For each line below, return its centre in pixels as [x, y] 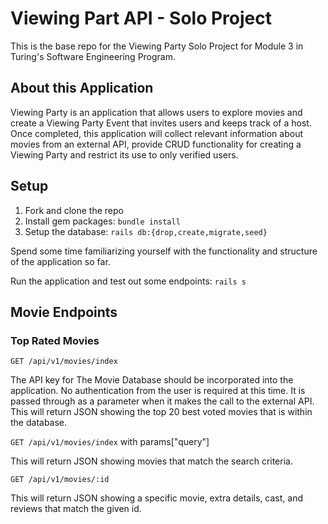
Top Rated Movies [55, 340]
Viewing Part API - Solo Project [141, 18]
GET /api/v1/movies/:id [60, 480]
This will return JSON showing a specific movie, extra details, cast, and [157, 498]
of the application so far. [60, 261]
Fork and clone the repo [74, 210]
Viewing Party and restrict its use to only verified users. [124, 154]
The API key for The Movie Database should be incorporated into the [152, 380]
